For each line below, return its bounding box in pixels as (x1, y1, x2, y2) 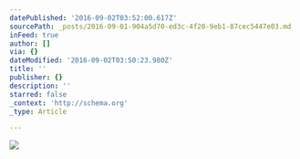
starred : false (9, 90, 67, 99)
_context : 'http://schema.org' (9, 98, 129, 108)
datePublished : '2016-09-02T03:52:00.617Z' (9, 13, 178, 23)
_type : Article (9, 107, 67, 116)
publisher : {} (9, 73, 64, 82)
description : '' (9, 81, 71, 90)
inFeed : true (9, 30, 59, 39)
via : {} (9, 48, 39, 57)
